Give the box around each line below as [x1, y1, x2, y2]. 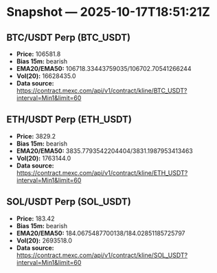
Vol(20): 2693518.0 [16, 236, 73, 245]
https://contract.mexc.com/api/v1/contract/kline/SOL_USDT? [16, 251, 188, 259]
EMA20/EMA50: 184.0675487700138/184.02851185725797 [16, 229, 185, 237]
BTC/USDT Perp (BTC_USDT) [6, 32, 131, 43]
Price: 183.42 [16, 214, 55, 223]
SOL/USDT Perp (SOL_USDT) [6, 196, 131, 208]
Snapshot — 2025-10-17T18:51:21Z [6, 4, 211, 20]
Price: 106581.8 [16, 50, 61, 58]
